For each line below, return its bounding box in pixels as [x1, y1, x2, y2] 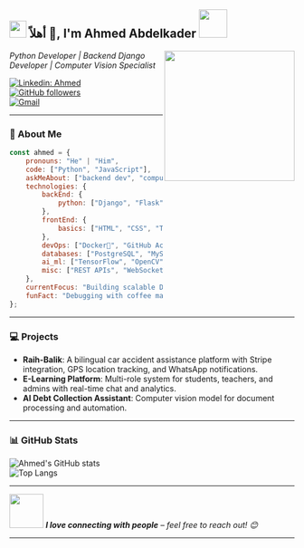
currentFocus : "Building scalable [25, 283, 156, 293]
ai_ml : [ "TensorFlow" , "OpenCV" [42, 257, 165, 267]
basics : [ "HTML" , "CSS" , [57, 224, 152, 233]
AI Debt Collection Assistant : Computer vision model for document [22, 393, 275, 404]
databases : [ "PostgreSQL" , [42, 249, 144, 258]
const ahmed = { [9, 149, 71, 158]
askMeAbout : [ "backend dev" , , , [25, 173, 249, 182]
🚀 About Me [9, 128, 62, 140]
